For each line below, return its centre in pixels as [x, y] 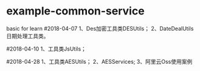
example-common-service [75, 11]
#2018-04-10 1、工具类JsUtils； [47, 49]
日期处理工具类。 [28, 36]
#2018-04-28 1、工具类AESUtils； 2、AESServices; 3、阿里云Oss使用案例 [99, 61]
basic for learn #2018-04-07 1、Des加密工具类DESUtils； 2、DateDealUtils [100, 28]
